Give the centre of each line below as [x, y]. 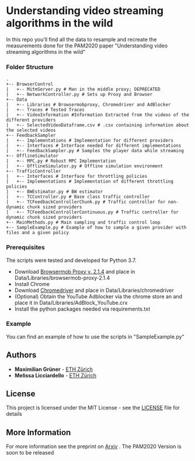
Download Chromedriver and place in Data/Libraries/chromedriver [94, 290]
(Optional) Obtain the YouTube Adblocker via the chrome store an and [98, 296]
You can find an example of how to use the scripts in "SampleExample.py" [95, 336]
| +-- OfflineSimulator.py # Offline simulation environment [85, 166]
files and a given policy [37, 233]
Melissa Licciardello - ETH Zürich [55, 375]
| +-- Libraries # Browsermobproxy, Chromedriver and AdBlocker [88, 105]
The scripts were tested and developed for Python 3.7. [71, 260]
